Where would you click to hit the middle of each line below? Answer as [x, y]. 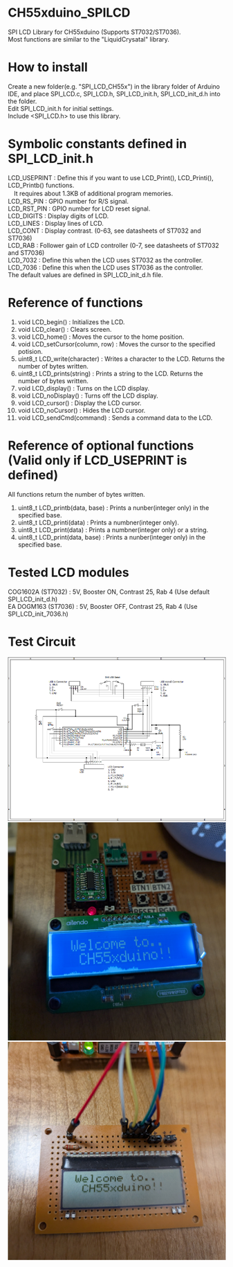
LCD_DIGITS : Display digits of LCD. [58, 215]
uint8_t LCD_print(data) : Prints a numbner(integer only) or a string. [113, 530]
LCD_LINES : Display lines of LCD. [56, 223]
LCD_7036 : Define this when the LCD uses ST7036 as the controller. [105, 267]
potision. [30, 351]
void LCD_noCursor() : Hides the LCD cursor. [82, 410]
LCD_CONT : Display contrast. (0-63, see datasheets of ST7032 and [104, 231]
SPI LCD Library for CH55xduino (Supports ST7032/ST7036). [95, 32]
